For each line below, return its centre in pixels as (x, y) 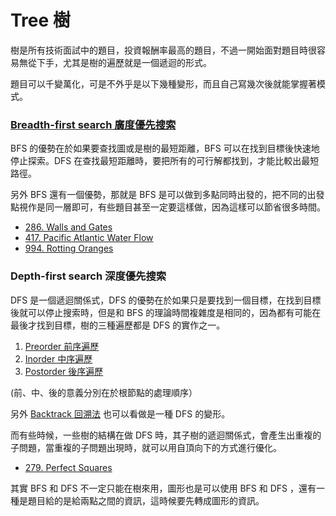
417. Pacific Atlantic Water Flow (89, 238)
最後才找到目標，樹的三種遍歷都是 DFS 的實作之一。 (118, 325)
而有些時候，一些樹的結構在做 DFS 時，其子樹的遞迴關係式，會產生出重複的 (166, 435)
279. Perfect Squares (68, 467)
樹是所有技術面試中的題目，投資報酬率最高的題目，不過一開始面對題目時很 (163, 50)
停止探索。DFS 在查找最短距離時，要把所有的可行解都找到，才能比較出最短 (165, 161)
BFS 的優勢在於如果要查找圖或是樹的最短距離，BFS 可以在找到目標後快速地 (165, 148)
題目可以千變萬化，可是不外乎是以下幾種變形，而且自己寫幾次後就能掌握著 (163, 83)
